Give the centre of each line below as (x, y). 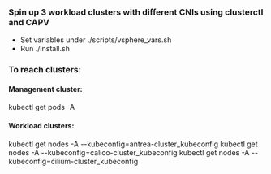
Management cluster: (45, 89)
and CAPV (29, 22)
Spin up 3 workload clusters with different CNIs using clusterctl (136, 12)
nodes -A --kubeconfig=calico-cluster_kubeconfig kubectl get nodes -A (129, 152)
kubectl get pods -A (42, 107)
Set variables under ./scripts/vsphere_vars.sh (96, 40)
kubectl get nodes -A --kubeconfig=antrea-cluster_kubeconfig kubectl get (133, 144)
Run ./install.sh (45, 49)
